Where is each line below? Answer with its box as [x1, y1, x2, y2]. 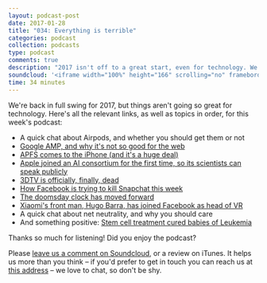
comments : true [8, 57, 59, 65]
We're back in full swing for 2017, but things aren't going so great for [8, 100, 233, 110]
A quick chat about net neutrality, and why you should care [19, 209, 213, 218]
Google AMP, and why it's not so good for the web [19, 141, 185, 151]
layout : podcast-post [8, 11, 80, 20]
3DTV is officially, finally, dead [19, 175, 119, 184]
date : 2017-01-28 [8, 19, 66, 27]
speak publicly [19, 167, 68, 176]
